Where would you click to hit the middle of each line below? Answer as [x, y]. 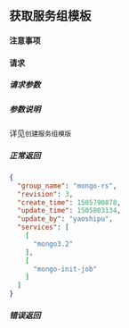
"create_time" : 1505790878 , [69, 202]
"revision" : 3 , [45, 194]
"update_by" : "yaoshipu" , [65, 219]
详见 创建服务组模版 [40, 133]
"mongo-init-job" [65, 269]
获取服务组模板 [50, 16]
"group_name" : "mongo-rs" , [67, 186]
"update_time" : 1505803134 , [69, 211]
